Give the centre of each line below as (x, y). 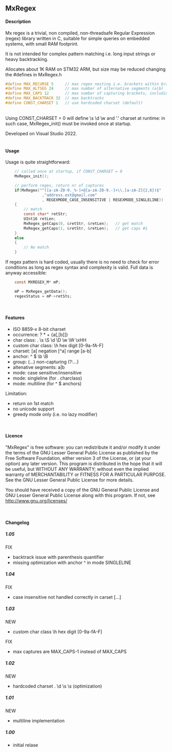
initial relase (25, 745)
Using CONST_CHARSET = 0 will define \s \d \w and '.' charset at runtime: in (85, 118)
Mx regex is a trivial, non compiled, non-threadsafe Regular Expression (80, 33)
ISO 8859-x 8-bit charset (39, 329)
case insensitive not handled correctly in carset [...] (67, 597)
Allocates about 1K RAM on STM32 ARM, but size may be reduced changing (85, 69)
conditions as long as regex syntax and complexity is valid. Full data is (79, 267)
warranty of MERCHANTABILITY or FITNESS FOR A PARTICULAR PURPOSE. (86, 475)
